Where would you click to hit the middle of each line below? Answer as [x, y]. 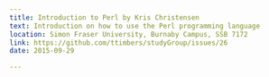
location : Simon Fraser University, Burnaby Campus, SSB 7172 [129, 34]
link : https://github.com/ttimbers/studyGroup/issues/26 [119, 43]
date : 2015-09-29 [42, 51]
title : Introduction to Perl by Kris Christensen [105, 17]
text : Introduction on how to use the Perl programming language [134, 26]
